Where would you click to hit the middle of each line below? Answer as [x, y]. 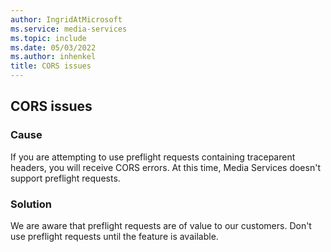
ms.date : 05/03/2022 [53, 47]
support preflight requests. [65, 178]
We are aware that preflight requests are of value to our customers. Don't [161, 225]
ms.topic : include [48, 38]
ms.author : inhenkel [53, 57]
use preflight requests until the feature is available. [114, 236]
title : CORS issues [51, 66]
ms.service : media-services [69, 29]
